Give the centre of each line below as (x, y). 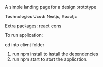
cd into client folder (25, 45)
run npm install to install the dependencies (55, 54)
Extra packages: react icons (33, 26)
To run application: (24, 35)
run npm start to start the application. (50, 59)
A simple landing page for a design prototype (51, 7)
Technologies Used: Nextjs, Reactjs (41, 16)
